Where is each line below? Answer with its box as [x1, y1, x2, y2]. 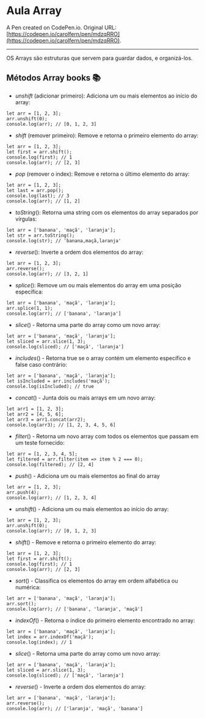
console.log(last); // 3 [6, 193, 70, 199]
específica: [15, 288, 44, 295]
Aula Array [6, 4, 62, 18]
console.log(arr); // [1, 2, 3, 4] [6, 495, 97, 501]
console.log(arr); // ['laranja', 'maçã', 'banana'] [6, 705, 143, 711]
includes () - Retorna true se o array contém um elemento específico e [15, 354, 191, 362]
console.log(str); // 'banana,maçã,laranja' [6, 237, 121, 244]
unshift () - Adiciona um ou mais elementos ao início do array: [15, 505, 169, 512]
